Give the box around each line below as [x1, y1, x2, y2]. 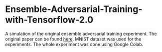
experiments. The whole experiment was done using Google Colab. [5, 41, 144, 47]
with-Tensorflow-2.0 [5, 14, 94, 25]
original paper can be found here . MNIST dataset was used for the [5, 36, 142, 42]
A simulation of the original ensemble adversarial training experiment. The [5, 30, 157, 36]
